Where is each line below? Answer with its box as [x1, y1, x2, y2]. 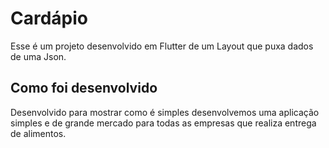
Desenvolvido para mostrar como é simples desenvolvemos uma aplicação [10, 106, 320, 118]
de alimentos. [10, 127, 67, 139]
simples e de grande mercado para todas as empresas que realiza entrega [10, 117, 317, 129]
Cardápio [10, 7, 89, 30]
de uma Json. [10, 50, 67, 62]
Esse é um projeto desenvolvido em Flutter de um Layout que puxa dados [10, 40, 314, 52]
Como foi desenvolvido [10, 80, 158, 97]
